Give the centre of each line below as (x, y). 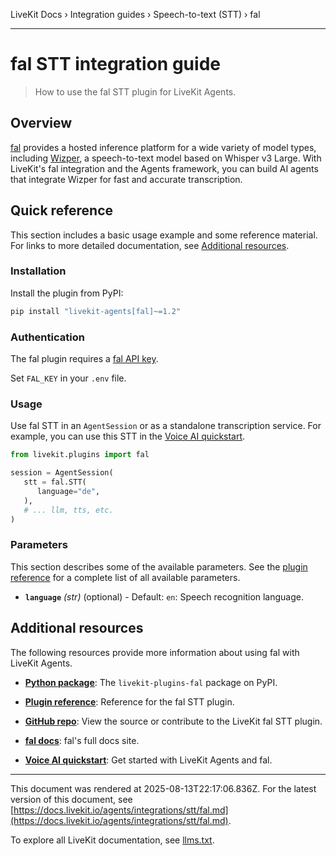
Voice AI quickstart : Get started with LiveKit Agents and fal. (148, 760)
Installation (38, 271)
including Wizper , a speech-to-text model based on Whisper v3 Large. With (166, 158)
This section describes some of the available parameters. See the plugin (159, 566)
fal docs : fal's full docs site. (82, 740)
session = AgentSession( (62, 473)
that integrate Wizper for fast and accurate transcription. (126, 179)
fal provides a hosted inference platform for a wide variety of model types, (163, 147)
